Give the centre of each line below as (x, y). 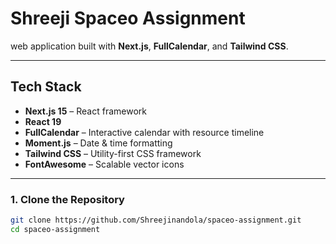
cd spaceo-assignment (55, 229)
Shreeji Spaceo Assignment (128, 18)
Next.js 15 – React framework (85, 111)
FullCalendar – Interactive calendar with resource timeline (144, 132)
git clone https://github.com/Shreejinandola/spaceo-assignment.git (156, 220)
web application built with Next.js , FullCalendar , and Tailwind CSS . (149, 46)
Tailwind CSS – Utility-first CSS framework (113, 153)
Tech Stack (46, 87)
